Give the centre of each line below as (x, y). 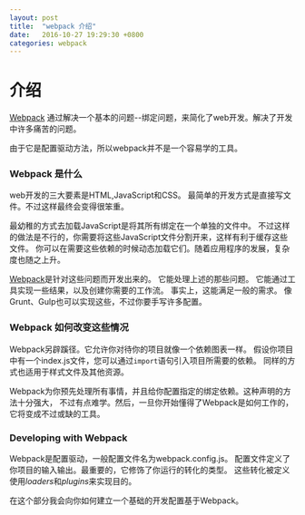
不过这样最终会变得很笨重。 (77, 207)
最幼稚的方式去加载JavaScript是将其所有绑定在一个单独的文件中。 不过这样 (150, 226)
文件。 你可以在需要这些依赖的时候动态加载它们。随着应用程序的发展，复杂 (150, 248)
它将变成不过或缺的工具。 (57, 413)
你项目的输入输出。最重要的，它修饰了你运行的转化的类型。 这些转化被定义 (150, 470)
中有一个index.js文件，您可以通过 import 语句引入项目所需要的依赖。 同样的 (148, 360)
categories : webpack (49, 43)
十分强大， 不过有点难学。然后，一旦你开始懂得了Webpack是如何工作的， (155, 402)
